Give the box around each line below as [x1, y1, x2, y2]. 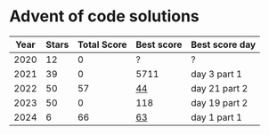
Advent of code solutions [9, 6, 200, 27]
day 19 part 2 [191, 96, 249, 108]
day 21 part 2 [191, 82, 249, 94]
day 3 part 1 [191, 67, 242, 80]
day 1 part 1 [191, 111, 242, 123]
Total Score [77, 38, 127, 51]
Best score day [191, 38, 257, 51]
